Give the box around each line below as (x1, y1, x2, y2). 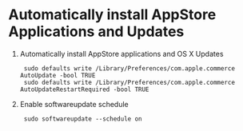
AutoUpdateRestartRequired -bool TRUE (19, 85, 149, 93)
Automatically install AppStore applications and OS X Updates (19, 49, 224, 58)
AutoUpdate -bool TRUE (19, 71, 96, 79)
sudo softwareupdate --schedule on (23, 114, 142, 123)
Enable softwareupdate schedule (19, 99, 129, 109)
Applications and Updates (8, 22, 185, 41)
